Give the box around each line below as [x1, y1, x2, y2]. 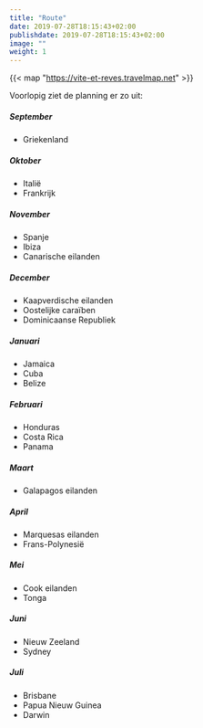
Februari [9, 398, 43, 409]
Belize [22, 377, 46, 388]
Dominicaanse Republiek [22, 314, 117, 325]
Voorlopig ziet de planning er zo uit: [9, 90, 144, 101]
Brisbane [22, 690, 57, 701]
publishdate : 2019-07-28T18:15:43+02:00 [9, 30, 166, 39]
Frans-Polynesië [22, 538, 85, 549]
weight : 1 [9, 47, 47, 57]
